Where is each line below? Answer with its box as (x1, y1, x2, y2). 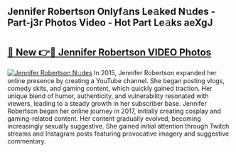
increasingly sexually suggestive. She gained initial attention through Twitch (7, 122, 230, 130)
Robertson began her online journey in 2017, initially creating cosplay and (7, 107, 222, 115)
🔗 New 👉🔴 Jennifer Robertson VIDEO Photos (7, 46, 212, 58)
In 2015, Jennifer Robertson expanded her (93, 69, 217, 77)
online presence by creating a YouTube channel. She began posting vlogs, (7, 77, 225, 85)
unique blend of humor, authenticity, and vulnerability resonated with (7, 92, 209, 100)
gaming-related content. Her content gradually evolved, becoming (7, 114, 201, 123)
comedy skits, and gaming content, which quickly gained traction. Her (7, 85, 213, 92)
